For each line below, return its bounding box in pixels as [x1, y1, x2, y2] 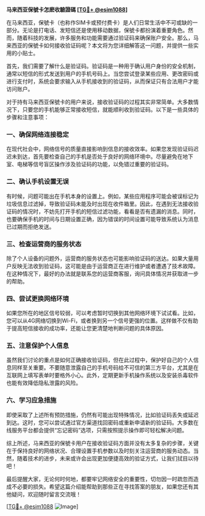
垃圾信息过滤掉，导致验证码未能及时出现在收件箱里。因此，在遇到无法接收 [6, 200, 193, 207]
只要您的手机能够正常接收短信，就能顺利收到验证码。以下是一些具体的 [22, 106, 199, 113]
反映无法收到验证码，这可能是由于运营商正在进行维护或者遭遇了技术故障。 [11, 262, 199, 269]
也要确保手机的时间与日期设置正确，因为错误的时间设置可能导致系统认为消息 [6, 215, 199, 222]
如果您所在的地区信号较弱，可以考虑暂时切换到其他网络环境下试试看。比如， [6, 310, 199, 317]
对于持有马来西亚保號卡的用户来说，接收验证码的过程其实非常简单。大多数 [6, 98, 193, 106]
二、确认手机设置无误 [6, 177, 69, 186]
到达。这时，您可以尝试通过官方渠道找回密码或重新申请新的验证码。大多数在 [6, 418, 199, 426]
